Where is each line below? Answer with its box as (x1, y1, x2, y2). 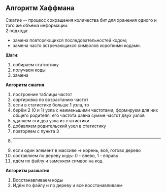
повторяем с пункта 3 (12, 128, 59, 134)
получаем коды (12, 67, 46, 73)
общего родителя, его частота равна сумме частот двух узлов (12, 112, 145, 118)
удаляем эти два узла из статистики (12, 117, 90, 123)
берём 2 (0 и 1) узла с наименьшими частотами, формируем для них (12, 107, 158, 113)
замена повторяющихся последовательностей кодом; (12, 37, 128, 43)
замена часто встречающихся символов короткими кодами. (12, 42, 141, 48)
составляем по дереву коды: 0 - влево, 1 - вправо (12, 152, 119, 158)
